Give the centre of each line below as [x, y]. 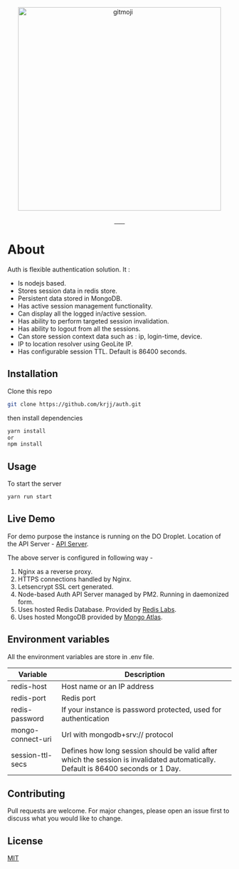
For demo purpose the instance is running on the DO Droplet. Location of [115, 536]
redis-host [29, 686]
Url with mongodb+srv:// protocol [117, 734]
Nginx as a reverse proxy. [55, 571]
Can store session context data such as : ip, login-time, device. [110, 336]
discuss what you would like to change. [65, 818]
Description [144, 674]
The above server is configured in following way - [80, 558]
